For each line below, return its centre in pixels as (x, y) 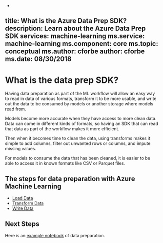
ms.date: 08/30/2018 (38, 59)
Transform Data (28, 203)
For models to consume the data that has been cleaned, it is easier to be (78, 158)
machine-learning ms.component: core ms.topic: (82, 44)
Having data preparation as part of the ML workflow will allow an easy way (80, 94)
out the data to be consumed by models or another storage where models (79, 104)
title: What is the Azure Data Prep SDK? (66, 21)
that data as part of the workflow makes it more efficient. (62, 129)
